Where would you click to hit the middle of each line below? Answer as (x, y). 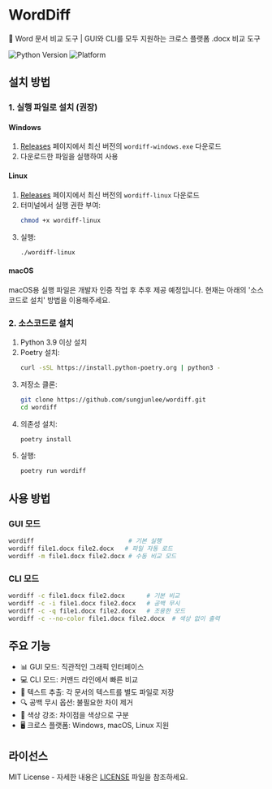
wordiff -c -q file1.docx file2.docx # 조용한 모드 (97, 611)
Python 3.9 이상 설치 (54, 342)
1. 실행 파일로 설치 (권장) (53, 107)
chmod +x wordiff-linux (60, 220)
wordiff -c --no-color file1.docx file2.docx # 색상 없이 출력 (114, 618)
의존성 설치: (39, 423)
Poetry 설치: (40, 352)
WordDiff (40, 15)
